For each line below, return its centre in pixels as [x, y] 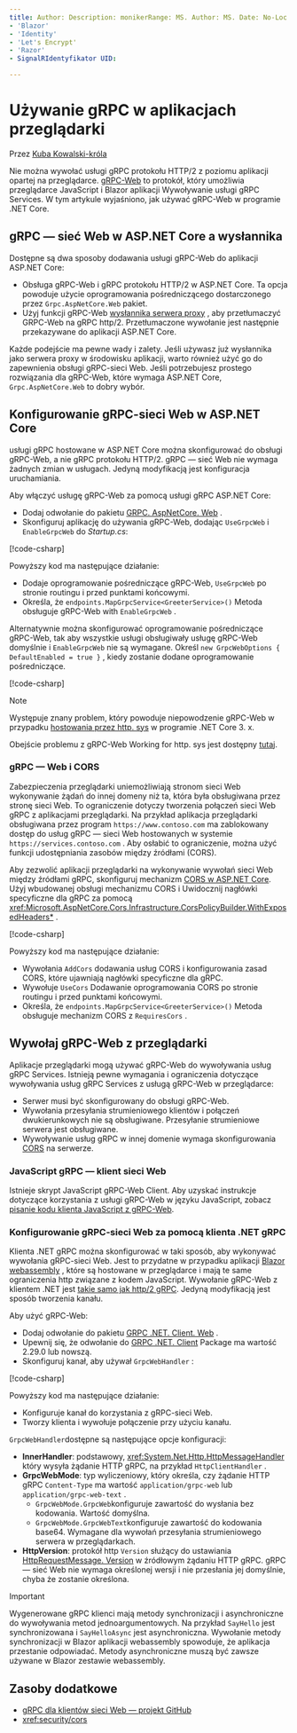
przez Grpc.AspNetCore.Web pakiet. [85, 303]
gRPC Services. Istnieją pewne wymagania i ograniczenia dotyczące [134, 1074]
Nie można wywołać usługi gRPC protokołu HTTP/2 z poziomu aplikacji [139, 170]
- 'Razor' [27, 51]
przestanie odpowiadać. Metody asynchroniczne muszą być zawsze [134, 1651]
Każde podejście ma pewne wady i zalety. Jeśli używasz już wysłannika [141, 349]
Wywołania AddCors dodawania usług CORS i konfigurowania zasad [145, 968]
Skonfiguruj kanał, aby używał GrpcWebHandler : [108, 1361]
